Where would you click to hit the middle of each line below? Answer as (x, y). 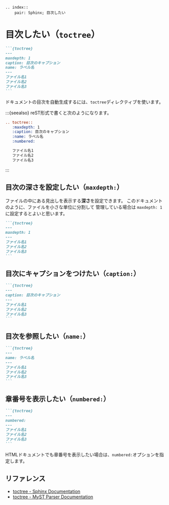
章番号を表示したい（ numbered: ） (58, 399)
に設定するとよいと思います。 (37, 213)
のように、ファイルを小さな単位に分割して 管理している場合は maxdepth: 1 (84, 207)
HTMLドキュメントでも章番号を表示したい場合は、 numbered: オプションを (82, 454)
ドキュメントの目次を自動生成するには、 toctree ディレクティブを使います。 (84, 102)
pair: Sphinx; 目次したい (40, 13)
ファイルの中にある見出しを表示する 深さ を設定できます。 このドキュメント (84, 201)
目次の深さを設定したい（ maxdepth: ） (64, 188)
